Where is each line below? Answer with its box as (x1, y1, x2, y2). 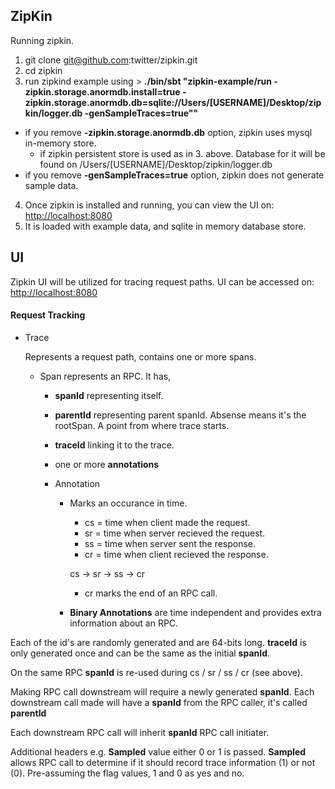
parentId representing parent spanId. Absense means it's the (54, 409, 307, 421)
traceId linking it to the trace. (54, 439, 175, 451)
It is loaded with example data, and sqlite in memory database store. (24, 220, 307, 232)
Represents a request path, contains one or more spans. (24, 350, 257, 363)
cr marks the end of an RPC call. (84, 587, 218, 599)
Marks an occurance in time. (69, 497, 188, 509)
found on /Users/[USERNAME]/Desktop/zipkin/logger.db (39, 158, 273, 170)
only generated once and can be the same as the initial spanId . (10, 647, 271, 659)
